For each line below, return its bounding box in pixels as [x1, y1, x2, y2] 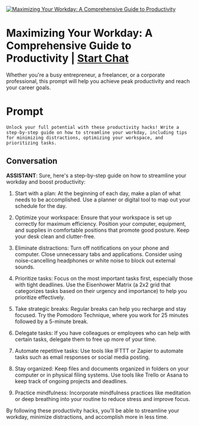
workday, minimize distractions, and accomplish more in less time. [6, 413, 168, 420]
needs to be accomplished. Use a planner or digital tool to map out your [14, 196, 191, 203]
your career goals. [6, 84, 51, 91]
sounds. [14, 263, 35, 270]
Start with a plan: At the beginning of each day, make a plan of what [14, 190, 181, 197]
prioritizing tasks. [6, 140, 58, 146]
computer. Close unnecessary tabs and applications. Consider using [14, 250, 182, 258]
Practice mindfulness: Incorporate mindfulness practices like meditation [14, 389, 191, 396]
